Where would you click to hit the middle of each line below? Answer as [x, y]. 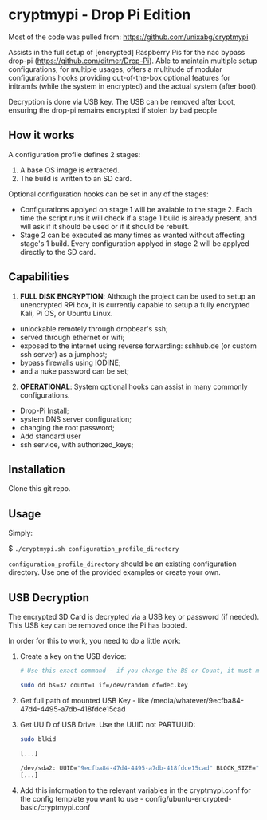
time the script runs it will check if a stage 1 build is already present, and [138, 218]
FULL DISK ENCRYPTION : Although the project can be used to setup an [137, 296]
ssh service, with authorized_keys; [77, 444]
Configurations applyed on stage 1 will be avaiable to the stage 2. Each [136, 209]
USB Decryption [49, 598]
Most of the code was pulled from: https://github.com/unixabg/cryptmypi [128, 37]
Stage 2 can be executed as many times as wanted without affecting [132, 235]
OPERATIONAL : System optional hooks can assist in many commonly [134, 386]
